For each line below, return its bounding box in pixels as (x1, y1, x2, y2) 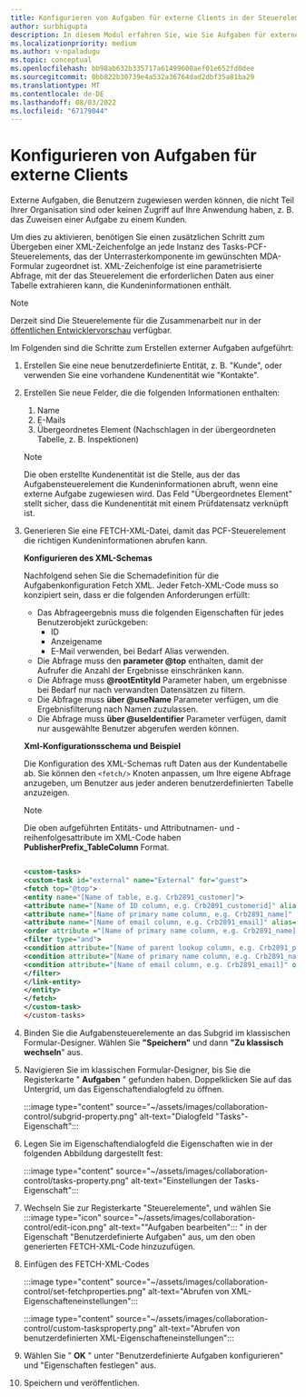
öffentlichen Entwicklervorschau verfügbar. (10, 324, 173, 336)
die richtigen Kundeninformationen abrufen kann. (23, 535, 208, 546)
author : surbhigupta (10, 22, 89, 31)
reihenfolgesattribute (23, 833, 103, 843)
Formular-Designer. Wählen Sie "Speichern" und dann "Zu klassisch (23, 1037, 284, 1048)
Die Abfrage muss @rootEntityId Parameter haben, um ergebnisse (36, 674, 288, 686)
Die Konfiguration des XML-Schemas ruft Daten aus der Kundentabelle (23, 758, 288, 769)
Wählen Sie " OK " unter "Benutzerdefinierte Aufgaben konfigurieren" (23, 1350, 284, 1361)
